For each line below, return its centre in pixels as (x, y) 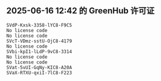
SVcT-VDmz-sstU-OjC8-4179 (39, 41)
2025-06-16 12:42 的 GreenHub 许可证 (80, 11)
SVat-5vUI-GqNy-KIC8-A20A (39, 67)
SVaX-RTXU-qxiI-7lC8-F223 (39, 73)
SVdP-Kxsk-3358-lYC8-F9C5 (39, 25)
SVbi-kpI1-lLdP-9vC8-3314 (39, 51)
